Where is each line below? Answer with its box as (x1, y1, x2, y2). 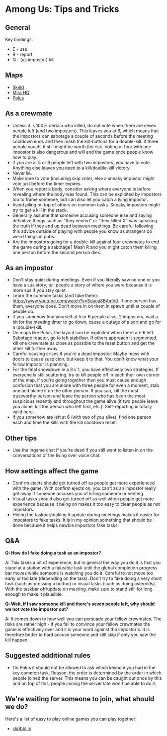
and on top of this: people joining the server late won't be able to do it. (12, 680, 157, 686)
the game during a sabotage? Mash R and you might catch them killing (12, 244, 157, 250)
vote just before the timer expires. (12, 181, 82, 186)
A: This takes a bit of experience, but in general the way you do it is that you (5, 559, 161, 565)
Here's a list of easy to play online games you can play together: (5, 716, 137, 722)
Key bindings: (5, 36, 33, 42)
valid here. (12, 409, 34, 415)
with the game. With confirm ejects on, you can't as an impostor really (12, 485, 156, 491)
